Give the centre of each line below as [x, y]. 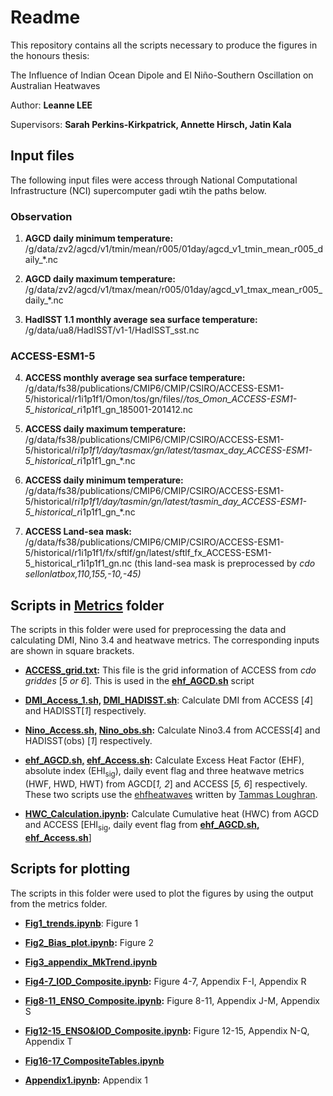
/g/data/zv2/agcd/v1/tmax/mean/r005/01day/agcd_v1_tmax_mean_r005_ [173, 290]
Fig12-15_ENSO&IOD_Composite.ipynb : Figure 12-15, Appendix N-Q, [167, 1030]
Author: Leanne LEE [51, 105]
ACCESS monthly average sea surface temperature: [135, 378]
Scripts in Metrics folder [87, 605]
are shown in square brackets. [72, 651]
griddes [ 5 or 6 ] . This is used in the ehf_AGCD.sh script [139, 681]
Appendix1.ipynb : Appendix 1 [86, 1080]
